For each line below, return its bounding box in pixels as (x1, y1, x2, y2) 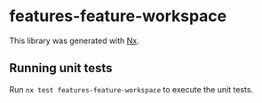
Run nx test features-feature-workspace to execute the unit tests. (9, 84, 254, 94)
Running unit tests (9, 61, 113, 76)
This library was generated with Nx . (9, 35, 139, 46)
